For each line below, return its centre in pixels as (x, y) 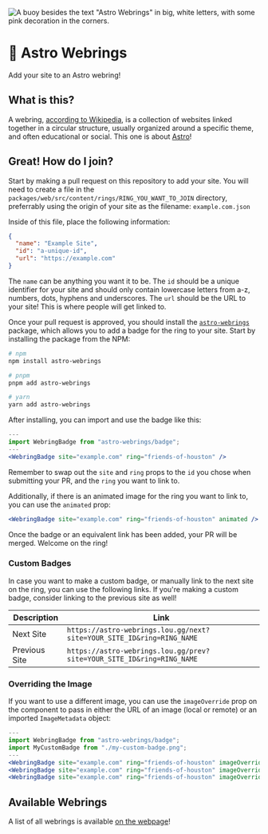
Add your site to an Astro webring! (65, 75)
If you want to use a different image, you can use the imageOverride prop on (133, 702)
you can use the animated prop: (59, 504)
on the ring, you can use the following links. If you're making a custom (124, 589)
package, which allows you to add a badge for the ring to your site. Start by (132, 330)
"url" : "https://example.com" (65, 259)
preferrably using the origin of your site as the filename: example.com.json (130, 206)
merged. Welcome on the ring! (58, 543)
